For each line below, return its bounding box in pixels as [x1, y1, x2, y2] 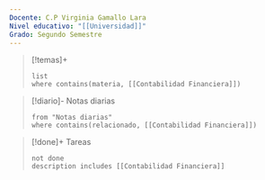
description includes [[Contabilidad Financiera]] [31, 162, 225, 171]
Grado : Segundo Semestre [9, 30, 102, 39]
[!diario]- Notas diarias [31, 95, 115, 106]
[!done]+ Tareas [31, 137, 92, 148]
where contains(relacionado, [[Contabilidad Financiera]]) [31, 121, 258, 130]
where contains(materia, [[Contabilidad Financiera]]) [31, 80, 242, 89]
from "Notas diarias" [31, 113, 112, 122]
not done [31, 154, 65, 163]
